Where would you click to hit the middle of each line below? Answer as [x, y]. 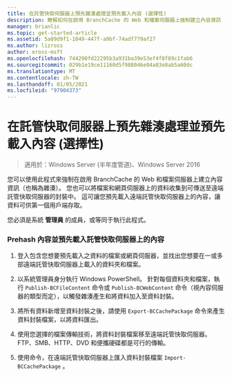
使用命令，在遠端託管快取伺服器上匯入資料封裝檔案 [90, 358]
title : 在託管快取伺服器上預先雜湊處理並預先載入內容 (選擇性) [87, 13]
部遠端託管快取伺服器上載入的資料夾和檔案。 [81, 264]
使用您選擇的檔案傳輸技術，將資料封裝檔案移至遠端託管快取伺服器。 [114, 334]
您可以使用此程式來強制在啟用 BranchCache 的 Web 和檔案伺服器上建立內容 [115, 180]
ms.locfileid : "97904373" [44, 90]
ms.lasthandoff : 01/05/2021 [48, 84]
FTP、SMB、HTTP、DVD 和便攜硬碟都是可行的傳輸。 [93, 343]
